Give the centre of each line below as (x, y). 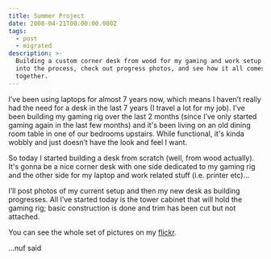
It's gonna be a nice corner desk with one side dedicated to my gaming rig (132, 166)
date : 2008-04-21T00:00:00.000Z (63, 23)
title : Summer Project (46, 16)
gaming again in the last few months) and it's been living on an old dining (130, 125)
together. (32, 76)
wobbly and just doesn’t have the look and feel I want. (98, 142)
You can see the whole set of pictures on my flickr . (92, 232)
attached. (24, 216)
